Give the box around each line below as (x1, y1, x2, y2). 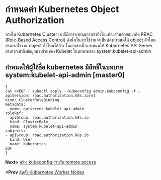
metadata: (5, 102, 26, 107)
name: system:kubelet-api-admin (10, 124, 78, 129)
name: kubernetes (10, 141, 46, 146)
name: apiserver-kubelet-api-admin (10, 106, 85, 111)
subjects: (5, 128, 26, 133)
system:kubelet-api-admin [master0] (5, 71, 125, 79)
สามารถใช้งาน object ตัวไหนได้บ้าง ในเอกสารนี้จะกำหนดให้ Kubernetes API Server (5, 42, 153, 48)
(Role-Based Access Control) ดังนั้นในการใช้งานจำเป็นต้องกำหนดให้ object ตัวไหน (5, 37, 156, 43)
